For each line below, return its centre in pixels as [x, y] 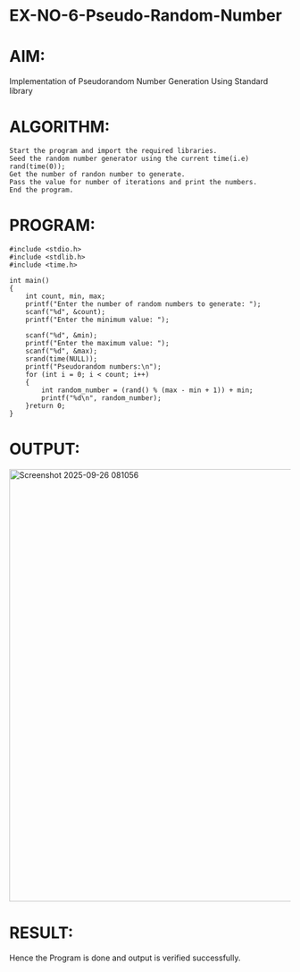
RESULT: [42, 933]
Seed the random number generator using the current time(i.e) [129, 159]
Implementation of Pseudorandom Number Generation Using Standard [139, 81]
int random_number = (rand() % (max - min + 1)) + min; [147, 390]
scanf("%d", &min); [62, 336]
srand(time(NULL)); [62, 359]
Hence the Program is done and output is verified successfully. [125, 958]
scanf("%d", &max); [62, 351]
